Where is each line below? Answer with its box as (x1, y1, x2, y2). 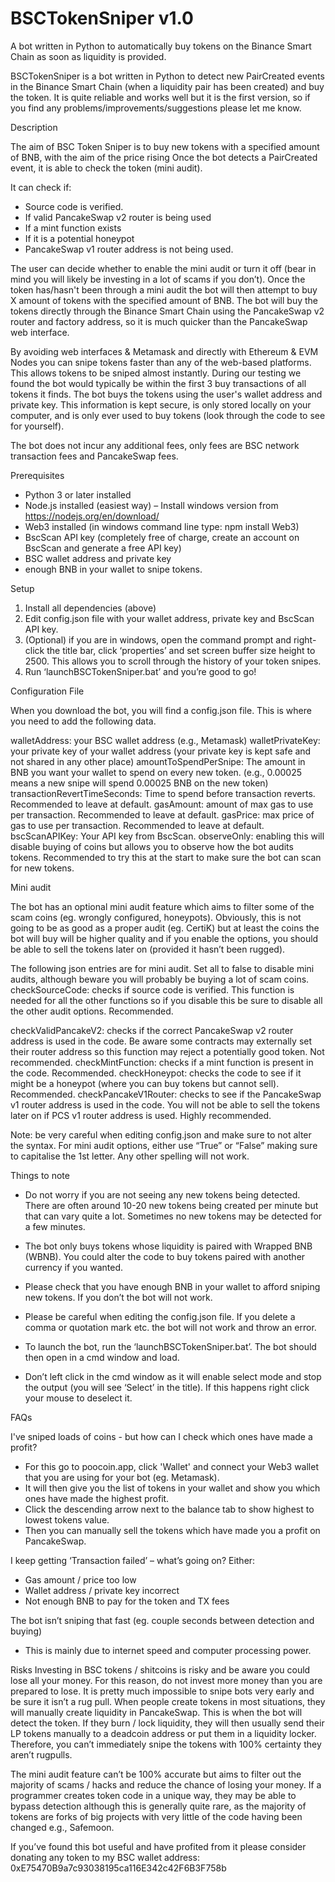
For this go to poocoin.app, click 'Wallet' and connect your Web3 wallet (24, 1460, 319, 1472)
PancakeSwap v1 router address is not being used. (24, 243, 234, 255)
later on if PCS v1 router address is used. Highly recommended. (10, 1109, 272, 1121)
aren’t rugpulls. (10, 1748, 73, 1761)
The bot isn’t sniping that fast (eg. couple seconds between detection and (10, 1614, 315, 1626)
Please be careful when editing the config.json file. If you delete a (24, 1310, 296, 1322)
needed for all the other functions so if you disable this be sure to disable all (10, 994, 323, 1006)
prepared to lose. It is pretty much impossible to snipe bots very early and (10, 1685, 315, 1697)
